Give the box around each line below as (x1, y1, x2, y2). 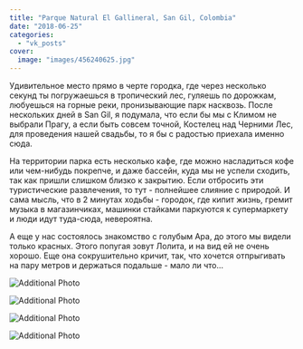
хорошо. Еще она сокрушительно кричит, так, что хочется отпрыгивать (9, 250, 286, 261)
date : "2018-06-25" (9, 22, 83, 31)
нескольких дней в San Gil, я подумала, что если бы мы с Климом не (9, 110, 278, 120)
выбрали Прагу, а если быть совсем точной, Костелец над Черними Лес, (9, 119, 294, 130)
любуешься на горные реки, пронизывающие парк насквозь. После (9, 100, 273, 110)
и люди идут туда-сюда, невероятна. (9, 214, 154, 224)
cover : (9, 47, 34, 56)
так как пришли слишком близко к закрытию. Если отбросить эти (9, 175, 264, 186)
